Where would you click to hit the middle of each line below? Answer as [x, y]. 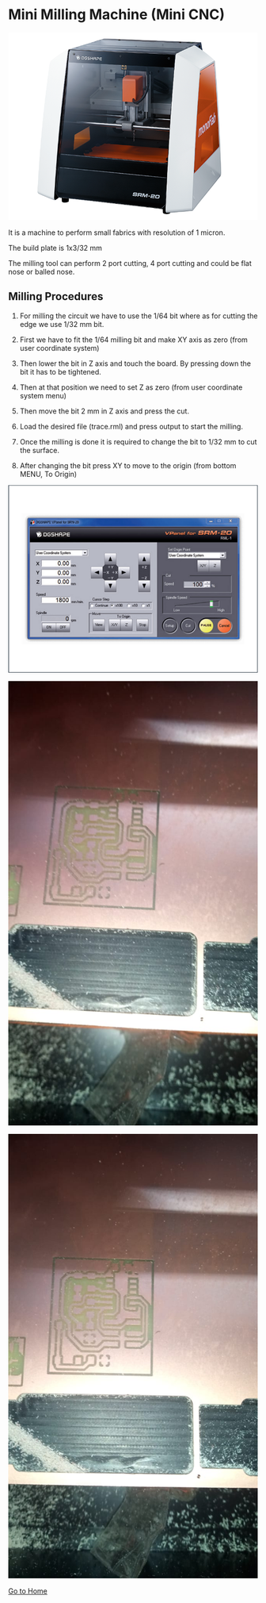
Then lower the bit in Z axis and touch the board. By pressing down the [135, 363]
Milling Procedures [56, 296]
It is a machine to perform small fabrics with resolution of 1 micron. [117, 233]
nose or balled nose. [42, 271]
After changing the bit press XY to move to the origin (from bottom [128, 465]
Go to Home [28, 1591]
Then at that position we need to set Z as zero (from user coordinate [131, 387]
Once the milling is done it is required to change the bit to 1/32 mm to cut [138, 441]
